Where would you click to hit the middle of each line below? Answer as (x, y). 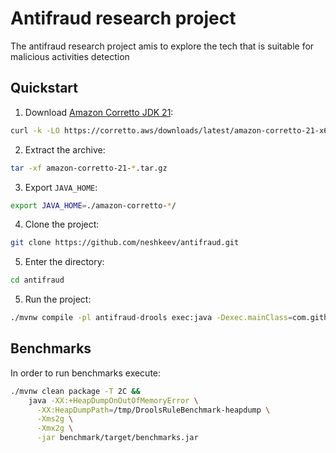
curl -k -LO (35, 130)
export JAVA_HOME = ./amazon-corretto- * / (93, 205)
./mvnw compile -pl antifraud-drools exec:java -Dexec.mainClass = (151, 318)
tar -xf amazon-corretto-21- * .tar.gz (89, 168)
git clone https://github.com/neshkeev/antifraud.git (125, 243)
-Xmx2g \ (55, 428)
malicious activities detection (70, 56)
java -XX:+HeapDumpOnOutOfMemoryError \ (113, 400)
